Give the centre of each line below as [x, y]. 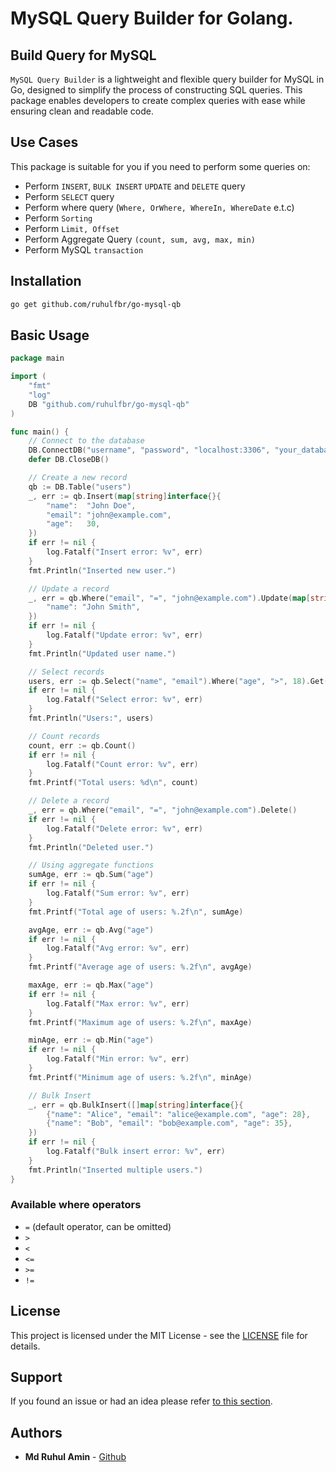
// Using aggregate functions [91, 865]
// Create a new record [78, 478]
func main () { [40, 432]
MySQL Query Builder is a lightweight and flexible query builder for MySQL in [167, 79]
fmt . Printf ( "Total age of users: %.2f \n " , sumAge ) [136, 912]
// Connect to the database [86, 441]
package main [37, 358]
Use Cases [44, 142]
